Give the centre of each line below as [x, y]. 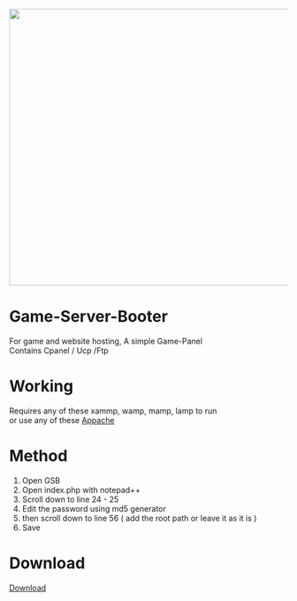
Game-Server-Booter [88, 316]
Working [41, 386]
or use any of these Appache [62, 420]
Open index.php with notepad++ [81, 489]
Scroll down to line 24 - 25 [70, 499]
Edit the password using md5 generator [94, 508]
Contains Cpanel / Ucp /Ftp [59, 351]
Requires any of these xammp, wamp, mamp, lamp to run [113, 411]
